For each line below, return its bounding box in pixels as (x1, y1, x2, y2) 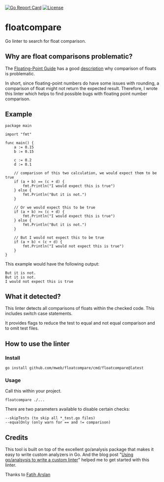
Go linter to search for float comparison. (5, 38, 86, 44)
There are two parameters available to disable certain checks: (5, 406, 130, 412)
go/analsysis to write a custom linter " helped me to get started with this (5, 457, 150, 463)
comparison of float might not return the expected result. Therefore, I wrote (5, 85, 158, 91)
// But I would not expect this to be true (14, 235, 105, 240)
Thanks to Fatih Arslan (5, 472, 51, 478)
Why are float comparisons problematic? (5, 52, 133, 61)
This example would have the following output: (5, 261, 100, 267)
